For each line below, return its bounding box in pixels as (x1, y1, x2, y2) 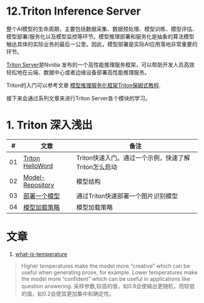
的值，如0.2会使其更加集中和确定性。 (21, 290, 115, 297)
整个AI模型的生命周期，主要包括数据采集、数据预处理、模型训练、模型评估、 (6, 25, 198, 32)
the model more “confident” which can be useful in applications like (21, 275, 191, 282)
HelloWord (23, 162, 53, 170)
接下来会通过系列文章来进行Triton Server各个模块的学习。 (6, 94, 151, 102)
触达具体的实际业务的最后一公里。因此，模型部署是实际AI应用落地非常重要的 (6, 40, 198, 48)
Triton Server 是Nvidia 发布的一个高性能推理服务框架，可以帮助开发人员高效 (6, 61, 195, 68)
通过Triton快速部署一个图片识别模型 (76, 191, 178, 200)
